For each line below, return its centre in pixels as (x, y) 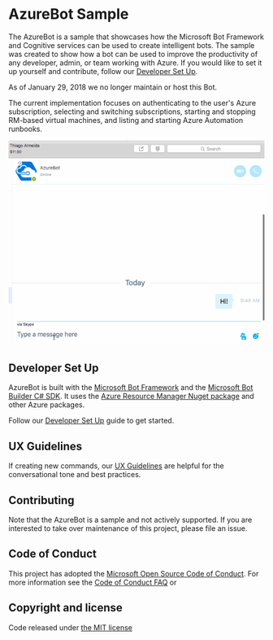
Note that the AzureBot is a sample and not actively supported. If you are (130, 520)
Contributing (41, 500)
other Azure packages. (47, 405)
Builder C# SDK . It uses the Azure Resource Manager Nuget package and (131, 397)
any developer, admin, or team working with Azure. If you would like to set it (135, 63)
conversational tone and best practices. (75, 475)
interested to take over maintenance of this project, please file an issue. (128, 528)
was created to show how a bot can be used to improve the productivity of (133, 54)
